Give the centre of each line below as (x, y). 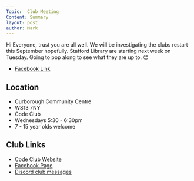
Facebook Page (34, 165)
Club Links (26, 145)
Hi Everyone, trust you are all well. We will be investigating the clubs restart (97, 45)
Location (23, 87)
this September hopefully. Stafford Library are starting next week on (88, 51)
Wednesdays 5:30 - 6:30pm (49, 120)
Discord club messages (43, 172)
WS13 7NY (27, 108)
